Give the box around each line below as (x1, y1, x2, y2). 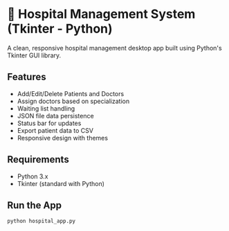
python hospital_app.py (7, 218, 76, 225)
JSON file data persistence (17, 111, 95, 120)
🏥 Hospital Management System (7, 6, 196, 22)
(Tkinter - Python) (7, 21, 113, 37)
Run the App (7, 199, 62, 211)
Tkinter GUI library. (7, 51, 62, 59)
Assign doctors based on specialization (17, 97, 130, 105)
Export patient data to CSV (17, 126, 93, 134)
